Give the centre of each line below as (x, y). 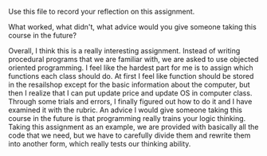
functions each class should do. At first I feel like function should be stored (131, 76)
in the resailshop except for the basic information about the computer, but (129, 84)
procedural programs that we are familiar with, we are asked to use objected (133, 59)
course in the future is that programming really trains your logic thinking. (127, 118)
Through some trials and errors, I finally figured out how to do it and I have (130, 101)
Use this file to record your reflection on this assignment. (102, 12)
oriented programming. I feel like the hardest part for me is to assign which (131, 68)
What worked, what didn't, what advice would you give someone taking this (132, 27)
